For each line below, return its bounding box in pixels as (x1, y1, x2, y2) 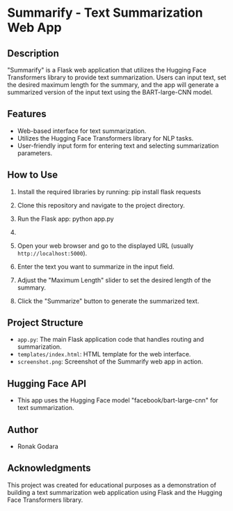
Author (7, 423, 38, 436)
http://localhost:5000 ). (17, 249, 88, 257)
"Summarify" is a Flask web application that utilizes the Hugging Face (7, 66, 207, 74)
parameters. (17, 148, 53, 157)
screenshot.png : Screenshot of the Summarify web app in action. (17, 357, 204, 366)
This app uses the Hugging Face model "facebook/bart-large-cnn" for (17, 396, 218, 404)
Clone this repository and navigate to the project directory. (17, 201, 186, 210)
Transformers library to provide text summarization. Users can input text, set (7, 73, 227, 81)
